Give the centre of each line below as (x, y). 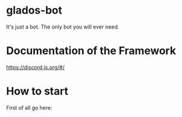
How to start (37, 91)
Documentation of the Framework (91, 51)
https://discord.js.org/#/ (35, 67)
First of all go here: (29, 107)
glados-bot (34, 10)
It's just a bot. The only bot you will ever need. (63, 27)
